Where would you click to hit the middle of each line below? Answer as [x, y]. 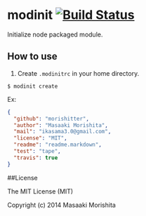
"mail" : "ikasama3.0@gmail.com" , [62, 132]
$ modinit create [33, 86]
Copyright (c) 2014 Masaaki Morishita [61, 205]
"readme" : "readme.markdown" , [58, 145]
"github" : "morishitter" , [52, 119]
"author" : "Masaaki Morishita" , [61, 125]
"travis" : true [36, 158]
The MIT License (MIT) [40, 191]
